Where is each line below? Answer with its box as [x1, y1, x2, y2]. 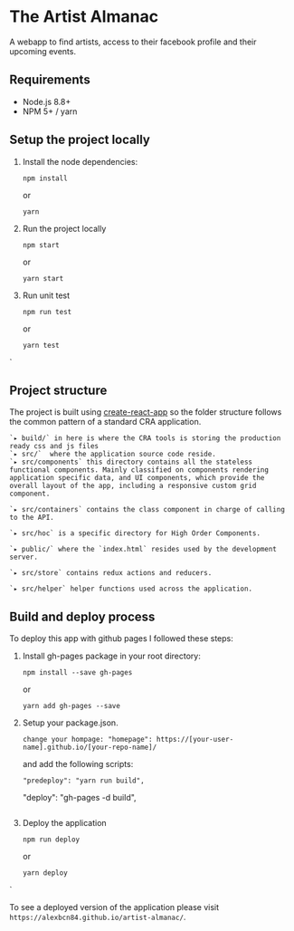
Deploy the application [22, 818, 107, 829]
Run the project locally [22, 223, 107, 234]
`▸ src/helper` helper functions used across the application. [9, 584, 253, 594]
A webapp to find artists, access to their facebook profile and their [9, 36, 257, 47]
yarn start [22, 274, 64, 283]
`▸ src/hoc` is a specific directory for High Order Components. [9, 529, 261, 538]
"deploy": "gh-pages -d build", [22, 792, 138, 803]
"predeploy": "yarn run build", [22, 776, 145, 785]
